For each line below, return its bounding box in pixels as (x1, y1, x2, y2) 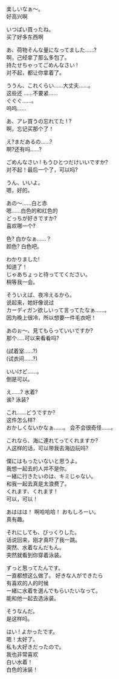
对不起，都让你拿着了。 (6, 69, 65, 76)
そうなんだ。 (6, 607, 38, 615)
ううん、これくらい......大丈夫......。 (6, 82, 94, 89)
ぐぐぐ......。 (6, 97, 37, 104)
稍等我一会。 (6, 279, 38, 285)
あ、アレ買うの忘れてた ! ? (6, 118, 72, 124)
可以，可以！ (6, 495, 38, 502)
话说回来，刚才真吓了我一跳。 (6, 536, 80, 543)
